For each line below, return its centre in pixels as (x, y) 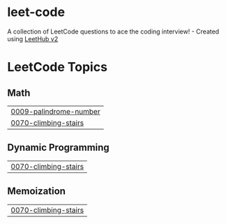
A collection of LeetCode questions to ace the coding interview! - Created (113, 31)
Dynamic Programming (58, 148)
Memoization (37, 192)
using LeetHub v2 (33, 38)
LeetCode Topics (58, 67)
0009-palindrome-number (55, 111)
